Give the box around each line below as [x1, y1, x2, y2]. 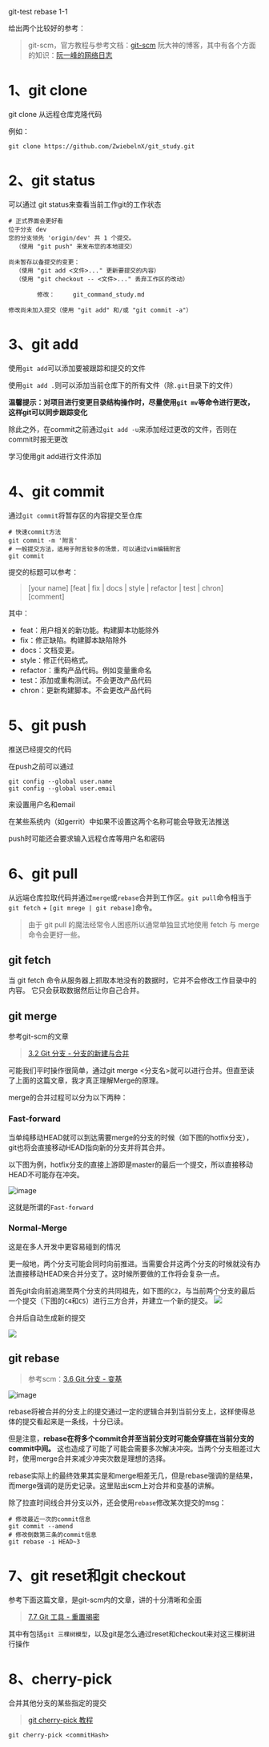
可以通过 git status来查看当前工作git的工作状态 [8, 200, 162, 209]
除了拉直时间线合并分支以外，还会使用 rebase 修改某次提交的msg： [8, 1498, 227, 1507]
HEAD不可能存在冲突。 [8, 1169, 84, 1179]
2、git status [8, 171, 96, 190]
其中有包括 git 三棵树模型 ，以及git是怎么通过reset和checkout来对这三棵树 [8, 1628, 249, 1638]
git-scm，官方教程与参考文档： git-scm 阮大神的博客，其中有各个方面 [27, 40, 256, 50]
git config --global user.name [8, 777, 113, 785]
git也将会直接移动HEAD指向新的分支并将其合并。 [8, 1142, 170, 1152]
